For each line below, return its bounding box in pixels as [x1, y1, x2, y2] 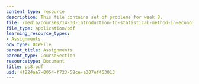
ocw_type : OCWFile [6, 42, 52, 48]
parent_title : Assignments [6, 47, 73, 53]
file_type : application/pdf [6, 25, 76, 31]
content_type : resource [6, 8, 65, 15]
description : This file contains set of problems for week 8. [6, 14, 163, 20]
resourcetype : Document [6, 58, 65, 64]
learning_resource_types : [6, 31, 70, 37]
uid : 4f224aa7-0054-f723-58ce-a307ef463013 [6, 69, 115, 75]
